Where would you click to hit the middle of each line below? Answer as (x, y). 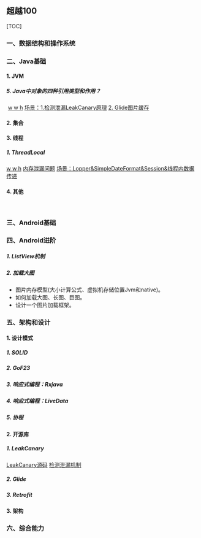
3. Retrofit (19, 494)
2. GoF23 (18, 368)
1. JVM (15, 76)
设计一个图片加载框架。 (45, 305)
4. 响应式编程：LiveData (37, 401)
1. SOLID (17, 352)
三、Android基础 (31, 223)
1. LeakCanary (25, 448)
